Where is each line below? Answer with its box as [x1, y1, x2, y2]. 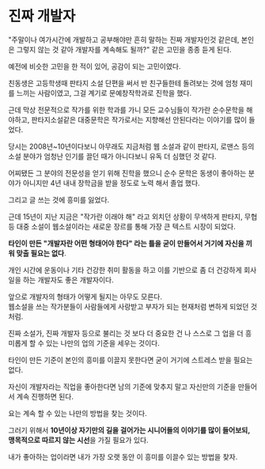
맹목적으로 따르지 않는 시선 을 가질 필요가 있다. [8, 435, 149, 444]
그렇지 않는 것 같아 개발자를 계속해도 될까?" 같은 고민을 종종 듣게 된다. [16, 44, 232, 54]
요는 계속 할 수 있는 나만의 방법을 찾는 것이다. [8, 408, 148, 418]
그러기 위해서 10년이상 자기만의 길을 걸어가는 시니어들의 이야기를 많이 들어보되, [8, 425, 251, 435]
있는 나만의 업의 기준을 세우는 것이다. [46, 338, 161, 348]
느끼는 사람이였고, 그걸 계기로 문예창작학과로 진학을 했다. [16, 88, 192, 97]
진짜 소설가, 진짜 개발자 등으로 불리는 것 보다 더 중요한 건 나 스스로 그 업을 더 [8, 328, 244, 338]
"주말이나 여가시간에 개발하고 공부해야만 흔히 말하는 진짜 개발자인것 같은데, [8, 35, 240, 44]
